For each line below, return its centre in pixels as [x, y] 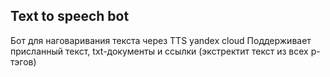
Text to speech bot [70, 16]
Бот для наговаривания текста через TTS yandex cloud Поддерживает [161, 40]
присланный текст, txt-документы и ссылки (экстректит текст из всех [159, 51]
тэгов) [23, 61]
